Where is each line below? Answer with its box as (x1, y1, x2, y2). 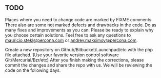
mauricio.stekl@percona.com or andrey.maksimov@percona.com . (5, 37, 138, 43)
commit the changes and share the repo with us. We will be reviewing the (5, 62, 153, 68)
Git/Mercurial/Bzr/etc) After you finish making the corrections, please (5, 57, 144, 62)
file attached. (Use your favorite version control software (5, 52, 119, 58)
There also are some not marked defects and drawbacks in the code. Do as (5, 22, 157, 28)
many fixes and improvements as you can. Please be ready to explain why (5, 27, 154, 33)
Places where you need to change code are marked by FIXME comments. (5, 16, 153, 22)
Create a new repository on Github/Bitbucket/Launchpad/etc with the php (5, 47, 153, 52)
